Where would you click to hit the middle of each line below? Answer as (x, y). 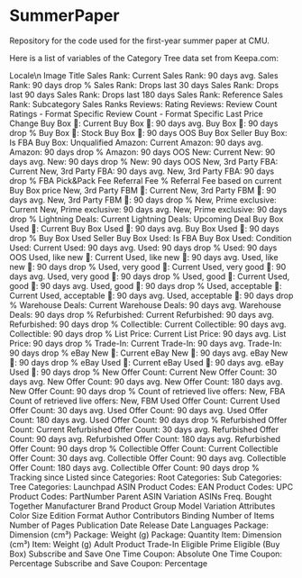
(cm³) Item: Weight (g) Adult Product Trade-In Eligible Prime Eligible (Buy (145, 544)
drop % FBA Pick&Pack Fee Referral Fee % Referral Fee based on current (146, 180)
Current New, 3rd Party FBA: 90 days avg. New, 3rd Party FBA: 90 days (142, 171)
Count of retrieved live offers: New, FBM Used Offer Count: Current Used (145, 401)
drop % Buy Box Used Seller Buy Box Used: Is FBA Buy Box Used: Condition (151, 238)
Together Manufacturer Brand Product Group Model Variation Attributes (142, 506)
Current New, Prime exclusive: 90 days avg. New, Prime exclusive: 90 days (148, 209)
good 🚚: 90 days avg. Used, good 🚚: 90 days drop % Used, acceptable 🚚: (146, 285)
